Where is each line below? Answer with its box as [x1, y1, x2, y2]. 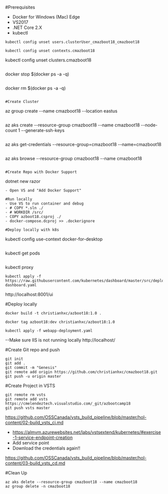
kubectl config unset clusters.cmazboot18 [5, 57, 91, 63]
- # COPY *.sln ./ [5, 205, 43, 210]
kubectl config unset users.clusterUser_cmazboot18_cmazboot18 [5, 39, 140, 44]
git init [5, 356, 23, 361]
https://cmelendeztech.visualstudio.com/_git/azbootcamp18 [5, 401, 131, 406]
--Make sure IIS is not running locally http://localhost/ [5, 337, 115, 343]
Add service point [12, 440, 49, 445]
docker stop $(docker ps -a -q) [5, 71, 69, 77]
